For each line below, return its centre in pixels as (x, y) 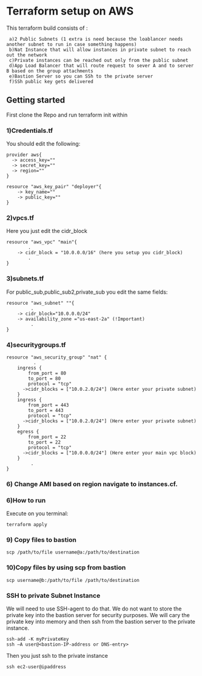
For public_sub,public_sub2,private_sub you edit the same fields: (87, 292)
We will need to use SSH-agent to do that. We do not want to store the (94, 609)
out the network (27, 55)
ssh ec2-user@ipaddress (36, 667)
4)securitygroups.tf (36, 345)
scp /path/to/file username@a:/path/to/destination (73, 553)
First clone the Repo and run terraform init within (67, 115)
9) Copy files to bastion (42, 540)
